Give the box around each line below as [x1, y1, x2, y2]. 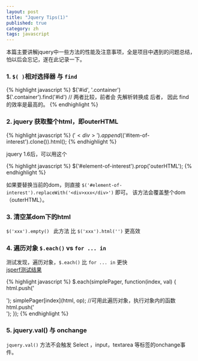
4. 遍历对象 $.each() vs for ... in [6, 244, 107, 252]
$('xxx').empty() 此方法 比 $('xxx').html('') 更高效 [6, 228, 141, 235]
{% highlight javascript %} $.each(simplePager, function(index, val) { [6, 278, 176, 285]
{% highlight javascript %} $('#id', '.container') [6, 86, 121, 94]
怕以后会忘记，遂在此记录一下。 [6, 56, 85, 63]
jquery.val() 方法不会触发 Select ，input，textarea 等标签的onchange [6, 341, 181, 348]
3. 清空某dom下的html [6, 213, 71, 221]
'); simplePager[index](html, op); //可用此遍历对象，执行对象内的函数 [6, 297, 176, 304]
